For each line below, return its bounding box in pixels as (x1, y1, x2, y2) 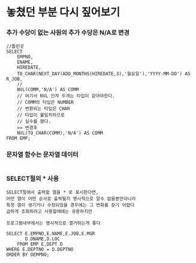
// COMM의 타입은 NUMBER (17, 100, 74, 106)
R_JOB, (6, 76, 23, 82)
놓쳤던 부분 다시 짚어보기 (6, 5, 120, 19)
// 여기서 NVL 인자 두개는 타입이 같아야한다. (17, 93, 115, 99)
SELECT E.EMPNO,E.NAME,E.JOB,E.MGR (6, 231, 95, 237)
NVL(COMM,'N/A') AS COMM (17, 86, 79, 93)
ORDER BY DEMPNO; (6, 252, 50, 258)
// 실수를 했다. (17, 118, 52, 125)
